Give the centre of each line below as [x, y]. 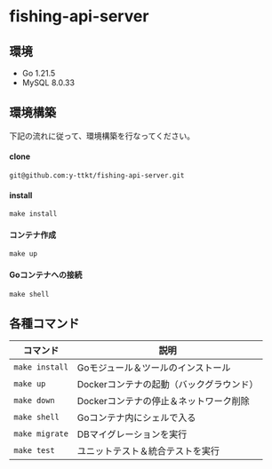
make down [34, 401]
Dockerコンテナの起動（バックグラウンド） [168, 385]
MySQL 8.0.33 [48, 83]
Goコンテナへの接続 [46, 275]
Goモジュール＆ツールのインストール [154, 368]
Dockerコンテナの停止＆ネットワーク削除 [164, 401]
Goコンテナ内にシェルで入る [136, 417]
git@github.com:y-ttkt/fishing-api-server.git [97, 176]
